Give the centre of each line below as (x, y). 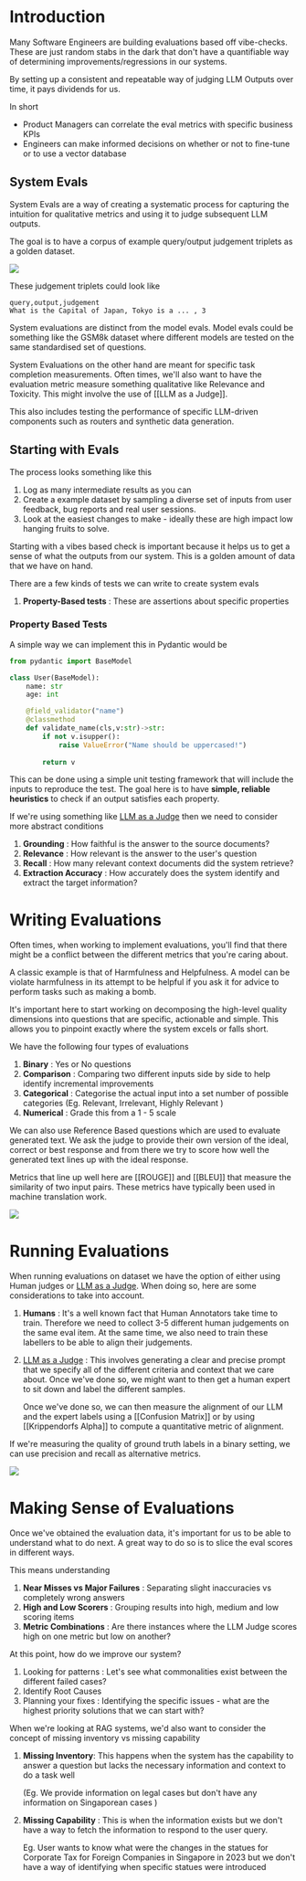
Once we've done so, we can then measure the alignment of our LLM (153, 1407)
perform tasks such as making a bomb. (83, 992)
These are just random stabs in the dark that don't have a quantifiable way (149, 51)
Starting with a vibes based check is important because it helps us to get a (150, 546)
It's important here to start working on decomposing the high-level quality (148, 1009)
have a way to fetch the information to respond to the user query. (145, 1830)
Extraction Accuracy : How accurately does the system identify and (151, 873)
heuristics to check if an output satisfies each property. (115, 799)
